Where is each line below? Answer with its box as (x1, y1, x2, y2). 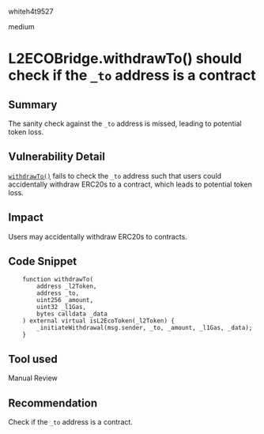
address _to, (36, 289, 80, 297)
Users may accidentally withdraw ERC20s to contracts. (8, 232, 187, 241)
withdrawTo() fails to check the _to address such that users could (8, 171, 222, 180)
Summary (8, 98, 58, 111)
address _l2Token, (36, 282, 97, 291)
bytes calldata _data (36, 310, 108, 319)
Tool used (8, 352, 58, 366)
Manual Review (8, 373, 58, 383)
